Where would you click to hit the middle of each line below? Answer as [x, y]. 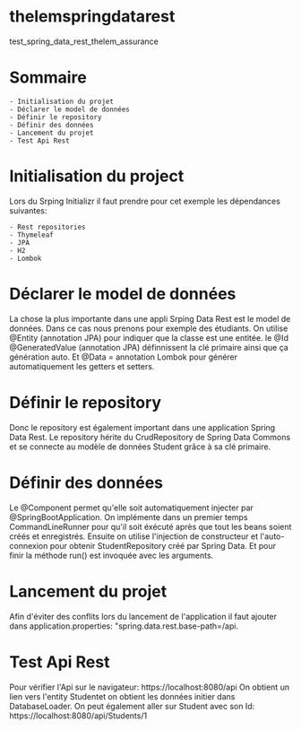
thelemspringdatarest [92, 17]
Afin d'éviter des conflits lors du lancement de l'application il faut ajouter [143, 616]
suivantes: [28, 210]
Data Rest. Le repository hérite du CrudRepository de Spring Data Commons [150, 437]
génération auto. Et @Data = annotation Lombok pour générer [124, 357]
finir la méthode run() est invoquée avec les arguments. [112, 555]
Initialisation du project [97, 176]
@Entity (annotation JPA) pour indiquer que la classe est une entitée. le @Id [149, 337]
